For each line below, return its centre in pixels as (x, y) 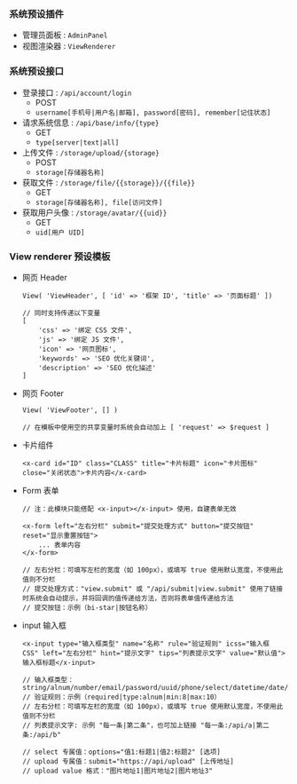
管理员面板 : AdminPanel (65, 35)
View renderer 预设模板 (60, 257)
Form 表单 (40, 490)
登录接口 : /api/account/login (77, 92)
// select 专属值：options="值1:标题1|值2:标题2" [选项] (121, 752)
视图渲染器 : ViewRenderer (69, 46)
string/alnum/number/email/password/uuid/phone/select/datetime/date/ (155, 687)
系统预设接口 (37, 71)
